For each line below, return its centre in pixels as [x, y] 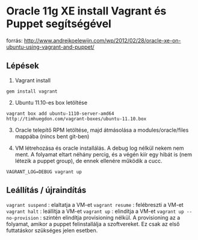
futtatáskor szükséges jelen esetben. [52, 230]
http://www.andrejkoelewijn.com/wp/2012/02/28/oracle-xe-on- [103, 40]
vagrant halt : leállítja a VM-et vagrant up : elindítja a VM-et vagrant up [95, 211]
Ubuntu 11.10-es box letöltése [51, 102]
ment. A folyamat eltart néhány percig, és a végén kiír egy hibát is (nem [104, 154]
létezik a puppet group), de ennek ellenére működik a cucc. [88, 161]
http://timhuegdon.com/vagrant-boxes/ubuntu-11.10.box [76, 118]
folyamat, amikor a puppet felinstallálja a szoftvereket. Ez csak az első [93, 224]
